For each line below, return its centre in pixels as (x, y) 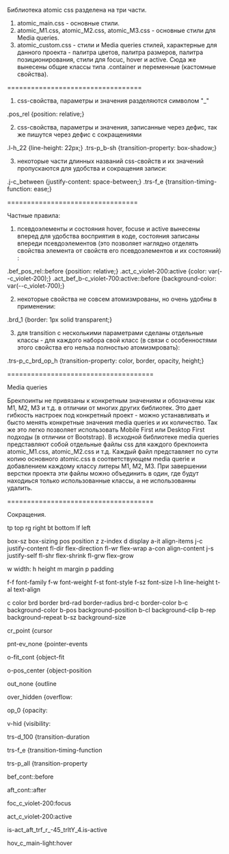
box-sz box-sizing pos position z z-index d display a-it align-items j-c (105, 541)
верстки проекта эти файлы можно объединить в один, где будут (103, 473)
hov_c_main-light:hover (40, 843)
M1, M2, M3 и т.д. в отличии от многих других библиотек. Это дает (104, 408)
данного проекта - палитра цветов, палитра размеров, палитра (110, 52)
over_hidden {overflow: (40, 697)
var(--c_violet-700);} (36, 286)
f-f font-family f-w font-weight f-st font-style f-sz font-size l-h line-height (111, 582)
